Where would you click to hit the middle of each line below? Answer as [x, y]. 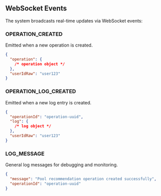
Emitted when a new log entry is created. [48, 102]
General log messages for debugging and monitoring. [62, 165]
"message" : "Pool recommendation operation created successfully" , [83, 179]
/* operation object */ [40, 64]
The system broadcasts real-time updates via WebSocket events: [74, 20]
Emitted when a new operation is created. [49, 45]
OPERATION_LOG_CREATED [41, 92]
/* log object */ [33, 126]
